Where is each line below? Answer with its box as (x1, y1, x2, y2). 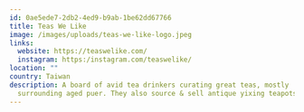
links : (9, 38, 34, 48)
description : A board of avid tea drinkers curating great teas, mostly (9, 80, 290, 89)
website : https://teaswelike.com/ (17, 47, 147, 56)
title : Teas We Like (9, 22, 88, 31)
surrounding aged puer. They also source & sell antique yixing (17, 89, 265, 98)
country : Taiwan (9, 72, 71, 81)
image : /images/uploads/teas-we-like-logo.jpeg (9, 30, 193, 39)
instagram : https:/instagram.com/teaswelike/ (17, 55, 193, 64)
